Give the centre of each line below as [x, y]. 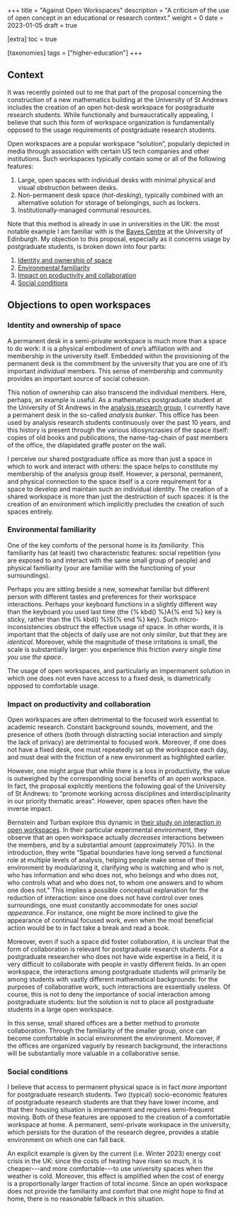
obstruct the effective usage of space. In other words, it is [139, 626]
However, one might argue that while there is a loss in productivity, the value [119, 771]
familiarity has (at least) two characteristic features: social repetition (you [114, 553]
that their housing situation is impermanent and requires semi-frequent [110, 1110]
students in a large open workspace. [61, 1009]
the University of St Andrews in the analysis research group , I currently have [119, 407]
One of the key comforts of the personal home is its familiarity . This [106, 545]
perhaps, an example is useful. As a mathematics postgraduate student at [115, 399]
